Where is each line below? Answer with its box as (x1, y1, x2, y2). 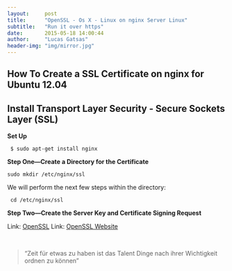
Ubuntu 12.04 (7, 79, 67, 91)
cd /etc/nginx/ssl (10, 197, 64, 204)
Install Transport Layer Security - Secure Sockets (7, 102, 226, 115)
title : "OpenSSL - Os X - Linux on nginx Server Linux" (7, 17, 188, 24)
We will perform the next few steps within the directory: (7, 183, 166, 192)
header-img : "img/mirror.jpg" (7, 42, 95, 49)
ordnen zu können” (24, 256, 80, 265)
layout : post (7, 10, 58, 17)
